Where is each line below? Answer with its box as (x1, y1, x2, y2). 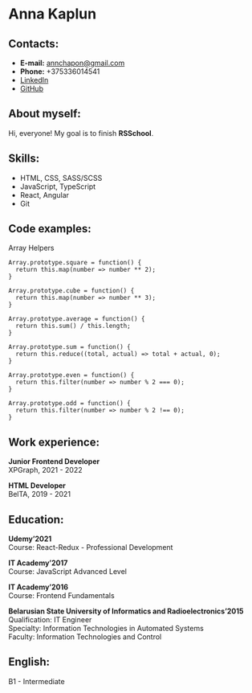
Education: (8, 512, 64, 527)
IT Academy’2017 (8, 558, 68, 568)
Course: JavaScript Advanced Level (8, 567, 127, 576)
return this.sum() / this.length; (15, 322, 131, 330)
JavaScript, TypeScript (19, 182, 96, 191)
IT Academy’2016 (8, 582, 69, 592)
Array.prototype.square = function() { (8, 259, 142, 267)
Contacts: (8, 37, 59, 51)
